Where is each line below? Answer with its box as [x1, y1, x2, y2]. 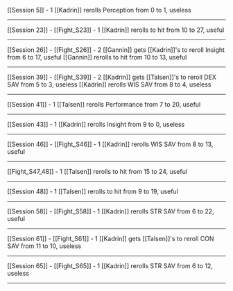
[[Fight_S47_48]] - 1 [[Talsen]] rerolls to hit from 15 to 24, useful [7, 168, 188, 175]
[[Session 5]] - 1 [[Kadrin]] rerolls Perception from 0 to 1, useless [7, 6, 192, 14]
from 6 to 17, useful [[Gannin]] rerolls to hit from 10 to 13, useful [7, 53, 187, 61]
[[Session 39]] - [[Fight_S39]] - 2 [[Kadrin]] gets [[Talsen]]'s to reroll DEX [7, 73, 217, 81]
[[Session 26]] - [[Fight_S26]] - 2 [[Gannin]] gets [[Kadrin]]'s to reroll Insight [7, 46, 225, 54]
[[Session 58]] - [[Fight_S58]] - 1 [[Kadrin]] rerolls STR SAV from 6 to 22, [7, 207, 214, 215]
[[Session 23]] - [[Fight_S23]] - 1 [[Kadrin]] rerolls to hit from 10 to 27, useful [7, 26, 225, 34]
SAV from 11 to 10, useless [7, 242, 82, 250]
